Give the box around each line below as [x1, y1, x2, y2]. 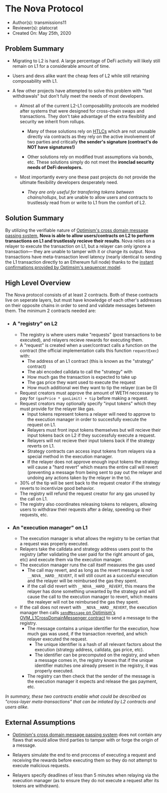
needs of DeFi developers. [27, 164, 83, 170]
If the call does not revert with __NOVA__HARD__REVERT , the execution [19, 604, 158, 610]
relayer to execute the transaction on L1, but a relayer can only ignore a [5, 243, 151, 249]
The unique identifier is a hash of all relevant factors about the [34, 641, 162, 647]
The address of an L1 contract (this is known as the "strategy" [27, 358, 154, 364]
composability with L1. [12, 78, 58, 84]
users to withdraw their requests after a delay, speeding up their [19, 506, 152, 512]
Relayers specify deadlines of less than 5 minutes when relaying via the [12, 772, 159, 778]
